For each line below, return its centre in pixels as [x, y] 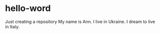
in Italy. [12, 26]
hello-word [28, 8]
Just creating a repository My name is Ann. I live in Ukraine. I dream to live [80, 22]
